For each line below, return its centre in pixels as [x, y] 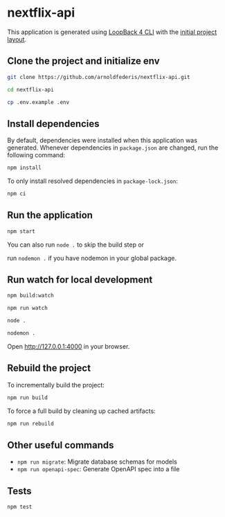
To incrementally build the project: [56, 385]
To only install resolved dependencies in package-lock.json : [93, 181]
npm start [21, 231]
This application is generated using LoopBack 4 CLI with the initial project [112, 32]
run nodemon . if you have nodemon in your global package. [92, 258]
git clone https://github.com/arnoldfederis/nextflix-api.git [99, 77]
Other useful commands [61, 445]
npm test [20, 507]
